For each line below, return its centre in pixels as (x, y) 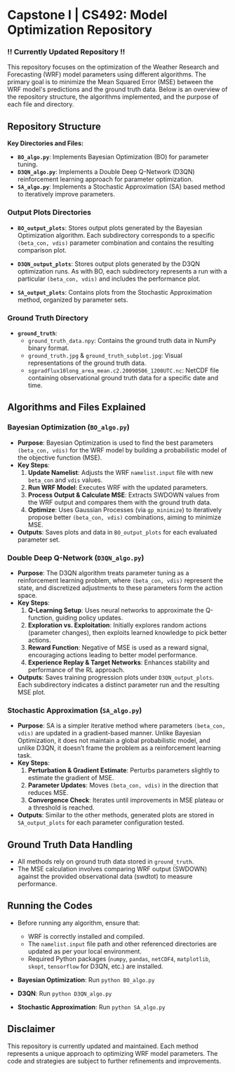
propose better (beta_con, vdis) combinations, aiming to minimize (125, 517)
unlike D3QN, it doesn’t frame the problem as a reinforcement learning (119, 748)
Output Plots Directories (49, 213)
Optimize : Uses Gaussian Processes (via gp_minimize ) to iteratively (125, 509)
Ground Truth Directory (48, 318)
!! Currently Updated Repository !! (66, 52)
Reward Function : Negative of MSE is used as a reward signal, (118, 647)
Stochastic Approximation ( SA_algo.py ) (75, 710)
